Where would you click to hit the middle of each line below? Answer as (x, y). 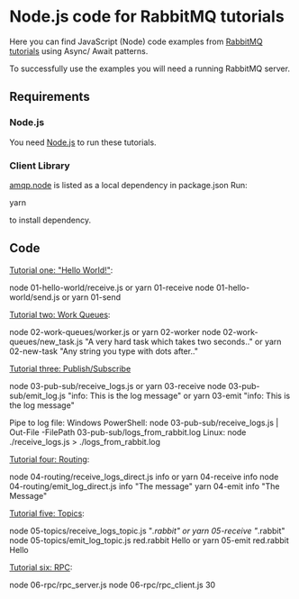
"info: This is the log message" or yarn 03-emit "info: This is (179, 395)
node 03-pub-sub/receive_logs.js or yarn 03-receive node (118, 386)
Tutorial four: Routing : (50, 459)
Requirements (50, 97)
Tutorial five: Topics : (47, 513)
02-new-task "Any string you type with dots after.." (104, 351)
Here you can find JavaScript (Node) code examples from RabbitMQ (136, 41)
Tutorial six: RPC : (41, 567)
